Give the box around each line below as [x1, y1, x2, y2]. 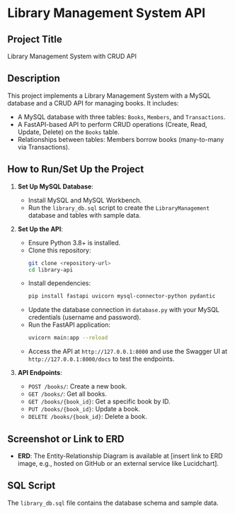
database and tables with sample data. [28, 211, 142, 219]
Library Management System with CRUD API [7, 52, 137, 60]
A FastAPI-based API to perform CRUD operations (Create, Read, [17, 120, 207, 128]
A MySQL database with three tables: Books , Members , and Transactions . [17, 112, 226, 121]
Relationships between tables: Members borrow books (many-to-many [17, 135, 224, 143]
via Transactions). [17, 143, 70, 151]
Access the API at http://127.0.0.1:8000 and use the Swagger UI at [28, 347, 228, 356]
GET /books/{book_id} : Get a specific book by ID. [28, 397, 171, 406]
